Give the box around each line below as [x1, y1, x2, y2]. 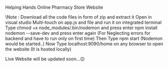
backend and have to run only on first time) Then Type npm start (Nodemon [5, 35, 163, 41]
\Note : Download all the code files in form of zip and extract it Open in [5, 14, 152, 20]
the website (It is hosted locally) [5, 46, 72, 52]
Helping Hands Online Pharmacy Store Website [5, 5, 103, 10]
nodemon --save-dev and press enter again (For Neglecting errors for [5, 30, 151, 36]
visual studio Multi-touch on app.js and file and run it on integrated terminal [5, 20, 162, 25]
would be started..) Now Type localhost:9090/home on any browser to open [5, 41, 163, 47]
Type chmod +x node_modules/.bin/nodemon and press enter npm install [5, 25, 158, 31]
